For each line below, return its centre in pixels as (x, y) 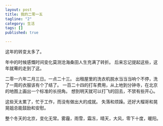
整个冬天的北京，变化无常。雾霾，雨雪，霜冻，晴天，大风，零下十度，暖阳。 (83, 118)
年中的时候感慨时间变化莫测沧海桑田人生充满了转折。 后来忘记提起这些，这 (81, 62)
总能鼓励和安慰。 (31, 108)
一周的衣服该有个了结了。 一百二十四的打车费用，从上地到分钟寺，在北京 (83, 85)
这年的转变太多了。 (25, 52)
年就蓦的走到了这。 (25, 68)
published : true (22, 33)
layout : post (19, 10)
